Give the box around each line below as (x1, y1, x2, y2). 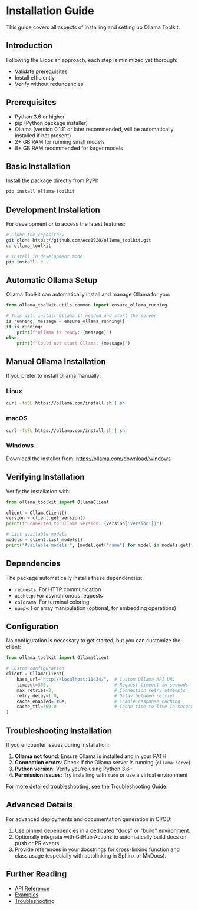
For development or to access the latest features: (6, 220, 126, 227)
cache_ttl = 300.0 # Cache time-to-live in (16, 704, 176, 710)
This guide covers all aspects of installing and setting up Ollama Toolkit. (6, 24, 180, 31)
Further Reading (6, 869, 67, 879)
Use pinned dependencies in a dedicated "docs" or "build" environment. (14, 827, 191, 834)
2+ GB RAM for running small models (14, 138, 105, 145)
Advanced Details (6, 800, 73, 810)
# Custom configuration (6, 665, 65, 671)
